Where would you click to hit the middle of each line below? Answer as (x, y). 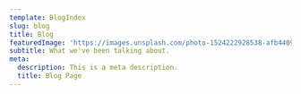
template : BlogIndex (48, 17)
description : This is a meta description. (98, 68)
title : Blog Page (50, 76)
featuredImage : (38, 43)
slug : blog (30, 26)
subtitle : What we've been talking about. (90, 51)
